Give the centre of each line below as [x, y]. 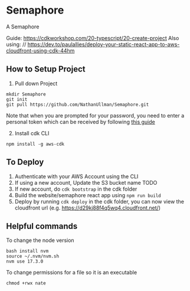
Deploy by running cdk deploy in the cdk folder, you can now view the [99, 201]
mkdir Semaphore [26, 94]
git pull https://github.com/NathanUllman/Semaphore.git [78, 104]
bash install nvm [27, 251]
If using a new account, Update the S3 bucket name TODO [86, 182]
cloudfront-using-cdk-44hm [40, 50]
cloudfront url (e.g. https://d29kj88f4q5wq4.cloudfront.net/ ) [88, 208]
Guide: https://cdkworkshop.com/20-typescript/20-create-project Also [93, 38]
